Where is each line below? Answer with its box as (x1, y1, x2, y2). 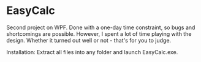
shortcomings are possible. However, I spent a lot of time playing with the (6, 30, 192, 37)
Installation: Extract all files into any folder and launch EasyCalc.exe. (6, 48, 178, 55)
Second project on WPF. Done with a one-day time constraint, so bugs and (6, 24, 195, 31)
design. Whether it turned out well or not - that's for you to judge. (6, 36, 172, 44)
